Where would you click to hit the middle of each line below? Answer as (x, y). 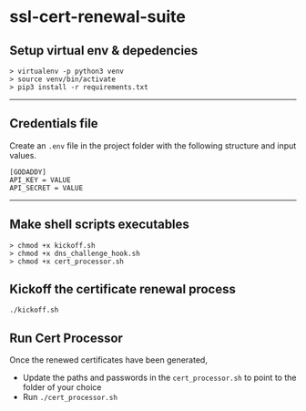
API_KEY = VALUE (40, 180)
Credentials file (54, 123)
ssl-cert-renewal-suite (98, 17)
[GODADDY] (28, 172)
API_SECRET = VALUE (46, 188)
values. (23, 155)
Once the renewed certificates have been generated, (108, 360)
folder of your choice (62, 387)
